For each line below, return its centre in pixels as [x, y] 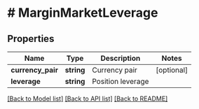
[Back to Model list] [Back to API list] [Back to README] [88, 99]
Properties [31, 39]
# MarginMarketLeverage [83, 13]
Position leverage [121, 81]
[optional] [172, 70]
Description [121, 58]
